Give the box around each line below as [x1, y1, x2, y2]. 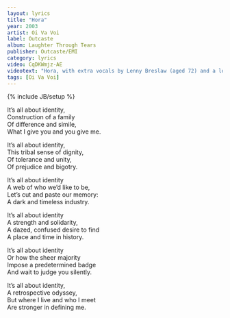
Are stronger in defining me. [7, 303, 87, 312]
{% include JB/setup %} [7, 93, 75, 101]
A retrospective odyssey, [7, 289, 77, 297]
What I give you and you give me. [7, 127, 101, 136]
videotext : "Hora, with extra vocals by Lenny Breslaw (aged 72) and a [7, 67, 216, 74]
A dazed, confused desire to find [7, 225, 100, 234]
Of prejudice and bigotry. [7, 162, 78, 171]
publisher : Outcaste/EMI [7, 49, 78, 56]
